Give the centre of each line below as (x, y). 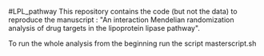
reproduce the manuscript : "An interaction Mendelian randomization (121, 20)
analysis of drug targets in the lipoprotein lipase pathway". (104, 28)
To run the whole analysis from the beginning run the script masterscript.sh (132, 43)
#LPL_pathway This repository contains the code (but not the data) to (123, 11)
